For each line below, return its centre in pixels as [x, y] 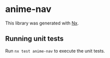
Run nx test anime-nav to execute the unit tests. [55, 50]
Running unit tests [34, 39]
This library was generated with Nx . [42, 23]
